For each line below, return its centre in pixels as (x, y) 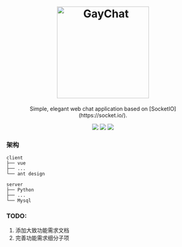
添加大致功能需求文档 (42, 230)
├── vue (16, 163)
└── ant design (26, 174)
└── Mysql (19, 201)
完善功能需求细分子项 (42, 238)
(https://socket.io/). (103, 115)
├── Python (20, 190)
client (15, 158)
